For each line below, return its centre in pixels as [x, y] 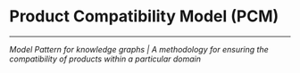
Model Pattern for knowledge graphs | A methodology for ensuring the [139, 49]
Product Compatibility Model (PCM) [144, 16]
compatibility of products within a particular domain [105, 59]
